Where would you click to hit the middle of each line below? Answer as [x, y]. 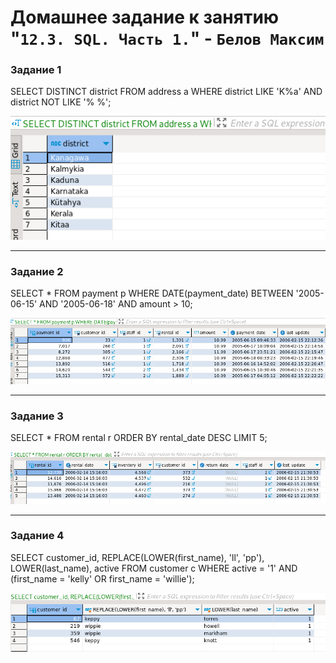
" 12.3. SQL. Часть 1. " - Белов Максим [167, 38]
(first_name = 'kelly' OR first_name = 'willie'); [102, 578]
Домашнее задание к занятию [145, 17]
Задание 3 [37, 416]
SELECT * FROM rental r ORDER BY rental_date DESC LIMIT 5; [139, 438]
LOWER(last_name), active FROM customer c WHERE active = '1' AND [154, 568]
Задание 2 [37, 271]
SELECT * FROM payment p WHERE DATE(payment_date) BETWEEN [152, 293]
